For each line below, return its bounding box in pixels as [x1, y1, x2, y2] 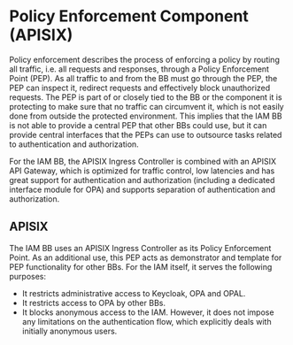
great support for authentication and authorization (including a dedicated [9, 174, 275, 185]
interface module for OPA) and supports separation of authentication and [9, 184, 276, 195]
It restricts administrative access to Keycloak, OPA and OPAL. [21, 287, 246, 298]
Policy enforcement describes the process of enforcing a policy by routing [9, 54, 281, 65]
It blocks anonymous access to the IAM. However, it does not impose [21, 307, 274, 318]
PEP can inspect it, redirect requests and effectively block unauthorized [9, 82, 271, 93]
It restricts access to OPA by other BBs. [21, 297, 166, 308]
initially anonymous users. [21, 326, 118, 336]
